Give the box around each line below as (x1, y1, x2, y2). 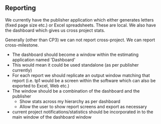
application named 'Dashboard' (12, 56, 76, 63)
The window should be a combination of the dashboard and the (12, 88, 140, 94)
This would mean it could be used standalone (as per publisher (12, 62, 139, 68)
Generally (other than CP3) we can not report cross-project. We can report (5, 37, 155, 43)
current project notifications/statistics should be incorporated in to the (12, 109, 154, 115)
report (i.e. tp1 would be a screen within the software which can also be (12, 77, 156, 83)
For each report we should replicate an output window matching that (12, 72, 150, 78)
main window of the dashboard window (12, 114, 92, 120)
